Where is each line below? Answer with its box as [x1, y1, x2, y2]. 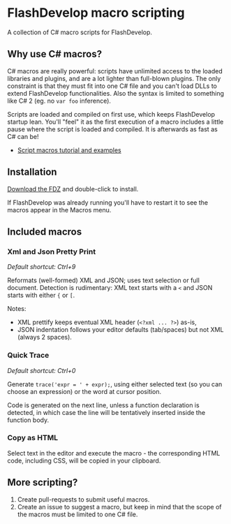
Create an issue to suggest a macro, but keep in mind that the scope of [17, 502, 222, 511]
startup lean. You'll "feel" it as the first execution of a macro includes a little [7, 117, 224, 126]
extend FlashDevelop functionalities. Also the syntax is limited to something [7, 89, 225, 97]
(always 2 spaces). [17, 333, 72, 342]
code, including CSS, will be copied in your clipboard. [7, 456, 161, 465]
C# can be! [7, 132, 39, 140]
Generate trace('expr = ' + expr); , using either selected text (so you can [7, 379, 223, 388]
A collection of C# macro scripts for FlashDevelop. [7, 28, 152, 36]
